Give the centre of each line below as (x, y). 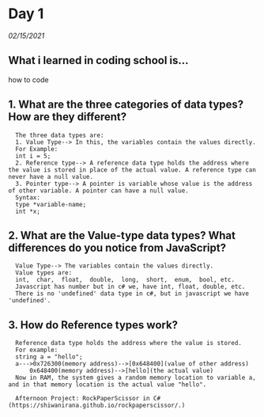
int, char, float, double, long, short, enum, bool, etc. (125, 280)
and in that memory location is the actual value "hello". (107, 385)
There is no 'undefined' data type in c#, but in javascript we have (132, 294)
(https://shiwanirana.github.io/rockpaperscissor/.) (97, 406)
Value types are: (44, 273)
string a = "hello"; (49, 357)
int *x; (28, 211)
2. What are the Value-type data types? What (122, 235)
